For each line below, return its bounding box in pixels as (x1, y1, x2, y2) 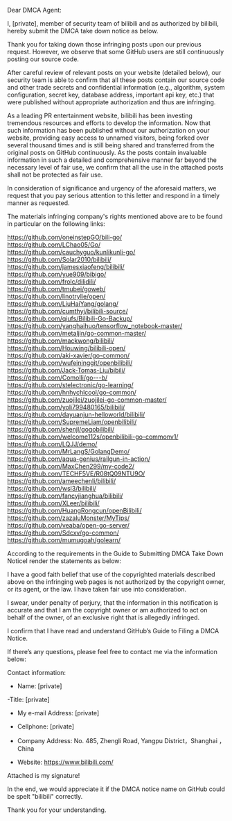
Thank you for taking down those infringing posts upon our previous (7, 40, 202, 48)
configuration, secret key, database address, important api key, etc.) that (7, 90, 215, 99)
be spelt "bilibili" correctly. (7, 792, 83, 800)
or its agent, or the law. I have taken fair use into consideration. (7, 585, 187, 593)
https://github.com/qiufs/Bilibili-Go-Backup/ (7, 314, 133, 323)
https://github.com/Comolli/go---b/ (7, 373, 108, 382)
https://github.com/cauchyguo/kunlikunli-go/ (7, 248, 136, 256)
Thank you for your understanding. (7, 806, 107, 814)
